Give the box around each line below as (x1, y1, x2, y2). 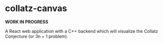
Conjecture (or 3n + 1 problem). (5, 33, 68, 39)
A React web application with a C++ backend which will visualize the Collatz (5, 28, 158, 34)
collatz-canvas (5, 3, 67, 14)
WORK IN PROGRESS (5, 19, 49, 25)
